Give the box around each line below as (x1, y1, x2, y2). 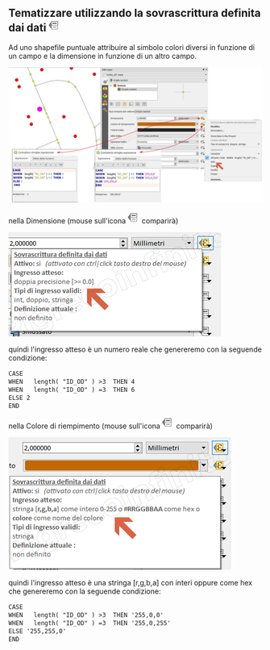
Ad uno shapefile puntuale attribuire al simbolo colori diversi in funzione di (8, 42, 255, 52)
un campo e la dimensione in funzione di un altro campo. (8, 51, 197, 60)
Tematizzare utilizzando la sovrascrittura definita (8, 6, 261, 20)
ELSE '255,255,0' (8, 627, 67, 635)
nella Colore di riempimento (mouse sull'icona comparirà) (8, 421, 214, 431)
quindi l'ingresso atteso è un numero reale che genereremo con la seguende (8, 344, 262, 354)
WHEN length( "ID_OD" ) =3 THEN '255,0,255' (8, 619, 172, 627)
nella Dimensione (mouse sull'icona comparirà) (8, 215, 179, 225)
